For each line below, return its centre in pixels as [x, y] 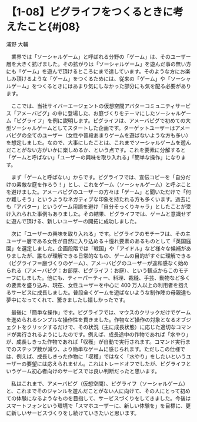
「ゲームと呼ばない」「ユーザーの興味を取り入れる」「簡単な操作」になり [94, 157]
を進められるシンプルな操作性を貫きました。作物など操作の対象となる [91, 319]
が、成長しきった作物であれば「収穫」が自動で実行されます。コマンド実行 [96, 341]
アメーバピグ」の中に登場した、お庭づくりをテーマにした [86, 113]
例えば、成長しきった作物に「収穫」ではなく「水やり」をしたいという [101, 356]
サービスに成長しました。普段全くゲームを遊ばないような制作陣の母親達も [101, 292]
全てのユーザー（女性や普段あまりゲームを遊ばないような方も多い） [109, 135]
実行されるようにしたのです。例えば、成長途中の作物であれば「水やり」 [103, 334]
